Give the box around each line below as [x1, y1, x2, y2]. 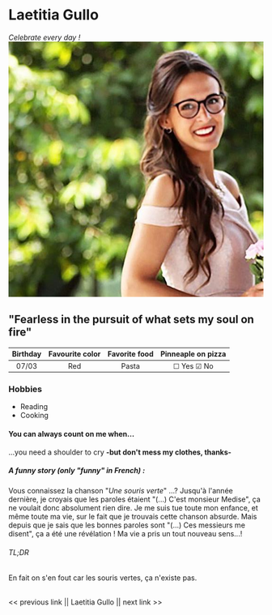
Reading [19, 402, 49, 412]
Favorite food [107, 349, 154, 359]
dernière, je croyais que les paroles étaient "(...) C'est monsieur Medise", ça [8, 494, 261, 504]
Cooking [19, 411, 49, 421]
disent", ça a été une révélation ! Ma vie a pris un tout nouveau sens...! [8, 529, 243, 539]
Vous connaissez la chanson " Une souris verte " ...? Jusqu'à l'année [8, 486, 233, 496]
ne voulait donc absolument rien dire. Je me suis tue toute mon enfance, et [8, 503, 259, 513]
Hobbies [8, 383, 43, 395]
